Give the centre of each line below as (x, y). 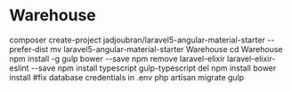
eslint (19, 68)
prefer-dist (29, 49)
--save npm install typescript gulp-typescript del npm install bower (154, 68)
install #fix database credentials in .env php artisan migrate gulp (127, 77)
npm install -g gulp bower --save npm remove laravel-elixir (117, 58)
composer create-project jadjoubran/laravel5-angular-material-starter (137, 40)
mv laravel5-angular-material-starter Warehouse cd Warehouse (166, 49)
